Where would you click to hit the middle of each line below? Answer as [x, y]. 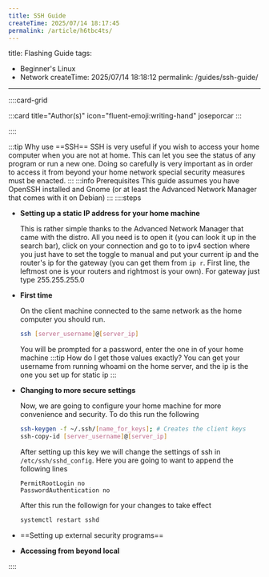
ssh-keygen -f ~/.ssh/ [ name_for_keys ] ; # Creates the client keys [133, 429]
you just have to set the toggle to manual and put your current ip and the [139, 254]
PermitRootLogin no [52, 483]
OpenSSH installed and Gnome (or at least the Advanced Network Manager [133, 190]
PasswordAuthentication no [65, 491]
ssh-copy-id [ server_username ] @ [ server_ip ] [94, 437]
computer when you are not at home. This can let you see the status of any [132, 155]
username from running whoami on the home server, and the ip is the [134, 367]
